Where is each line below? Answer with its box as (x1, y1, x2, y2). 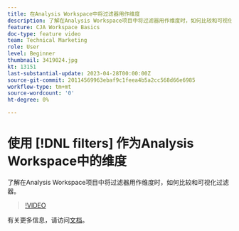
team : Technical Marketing (7, 37, 87, 44)
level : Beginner (7, 50, 55, 58)
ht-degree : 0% (7, 97, 50, 104)
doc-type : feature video (7, 30, 81, 38)
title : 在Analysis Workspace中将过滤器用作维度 (7, 10, 140, 18)
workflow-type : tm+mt (7, 83, 72, 90)
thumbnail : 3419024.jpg (7, 57, 78, 64)
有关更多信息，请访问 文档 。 (7, 215, 89, 224)
